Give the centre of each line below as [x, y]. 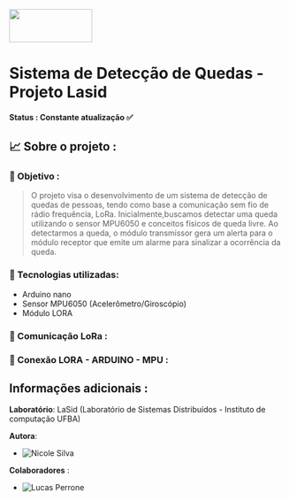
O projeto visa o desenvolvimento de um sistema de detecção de [149, 196]
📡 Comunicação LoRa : [58, 335]
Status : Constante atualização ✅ [71, 117]
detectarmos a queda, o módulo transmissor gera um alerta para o [152, 233]
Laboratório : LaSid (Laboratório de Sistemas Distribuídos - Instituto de [137, 410]
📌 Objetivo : [34, 176]
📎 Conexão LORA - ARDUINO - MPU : [89, 359]
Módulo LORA [47, 312]
